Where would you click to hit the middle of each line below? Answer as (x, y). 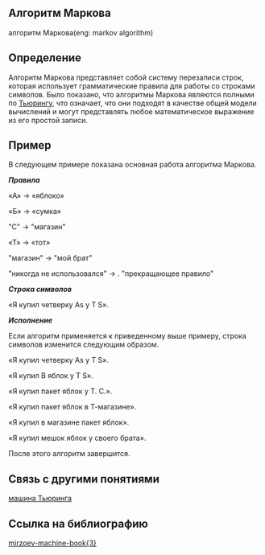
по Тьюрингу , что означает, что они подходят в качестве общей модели (133, 103)
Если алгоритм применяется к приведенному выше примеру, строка (128, 336)
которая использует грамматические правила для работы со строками (132, 86)
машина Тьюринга (40, 499)
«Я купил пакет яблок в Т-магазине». (72, 407)
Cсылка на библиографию (79, 523)
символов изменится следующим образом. (84, 344)
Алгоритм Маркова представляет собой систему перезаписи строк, (126, 77)
